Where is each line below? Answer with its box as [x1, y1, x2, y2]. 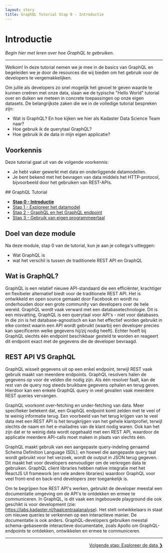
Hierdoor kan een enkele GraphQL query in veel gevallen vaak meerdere [5, 387, 154, 393]
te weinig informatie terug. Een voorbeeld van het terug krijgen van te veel [5, 413, 158, 419]
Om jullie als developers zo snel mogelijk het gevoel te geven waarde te [5, 84, 152, 90]
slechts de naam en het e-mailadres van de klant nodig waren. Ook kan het [5, 423, 160, 430]
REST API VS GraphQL [5, 353, 76, 361]
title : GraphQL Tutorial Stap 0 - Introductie [5, 12, 104, 17]
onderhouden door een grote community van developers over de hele [5, 301, 149, 307]
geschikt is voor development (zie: [5, 501, 76, 507]
